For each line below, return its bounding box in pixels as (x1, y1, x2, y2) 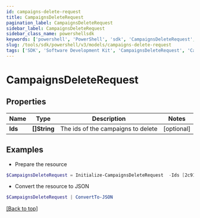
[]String (32, 124, 55, 133)
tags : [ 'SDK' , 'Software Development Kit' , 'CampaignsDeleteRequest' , (6, 48, 185, 54)
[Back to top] (6, 205, 38, 212)
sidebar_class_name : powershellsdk (6, 31, 95, 37)
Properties (6, 96, 46, 107)
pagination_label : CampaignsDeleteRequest (6, 20, 113, 26)
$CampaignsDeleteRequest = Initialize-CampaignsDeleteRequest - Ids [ (6, 172, 185, 178)
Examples (6, 145, 43, 155)
